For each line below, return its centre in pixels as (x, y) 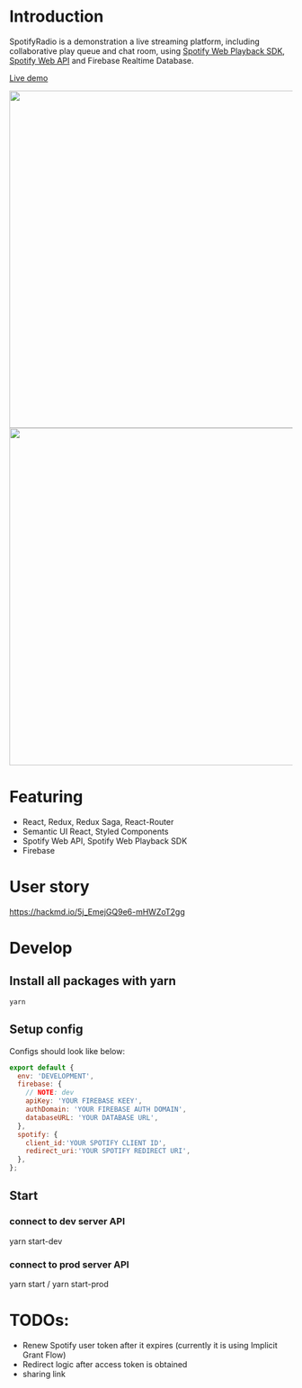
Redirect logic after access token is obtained (105, 1364)
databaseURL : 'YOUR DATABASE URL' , (92, 1117)
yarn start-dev (36, 1241)
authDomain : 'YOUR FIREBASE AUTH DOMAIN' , (106, 1109)
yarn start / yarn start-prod (59, 1284)
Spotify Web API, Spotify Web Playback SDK (105, 841)
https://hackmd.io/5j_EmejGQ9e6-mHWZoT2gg (98, 911)
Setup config (46, 1030)
